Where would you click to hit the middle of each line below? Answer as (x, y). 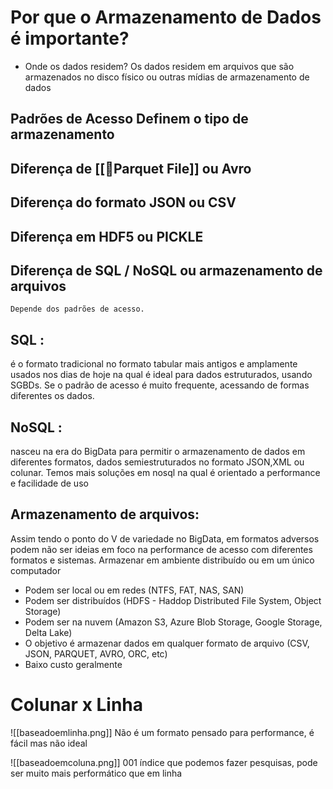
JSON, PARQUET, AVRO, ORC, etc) (96, 653)
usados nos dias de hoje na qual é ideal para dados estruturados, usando (161, 375)
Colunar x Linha (77, 704)
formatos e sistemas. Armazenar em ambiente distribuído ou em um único (162, 560)
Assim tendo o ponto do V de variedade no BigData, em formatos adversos (165, 538)
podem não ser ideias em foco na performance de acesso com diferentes (161, 549)
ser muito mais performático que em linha (96, 773)
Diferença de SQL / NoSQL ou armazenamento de (166, 270)
